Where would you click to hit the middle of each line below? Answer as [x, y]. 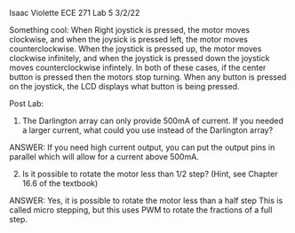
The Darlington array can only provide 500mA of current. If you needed [153, 120]
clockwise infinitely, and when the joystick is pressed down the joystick [140, 58]
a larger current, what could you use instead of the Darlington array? [147, 130]
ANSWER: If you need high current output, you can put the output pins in [142, 147]
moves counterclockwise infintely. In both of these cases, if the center [138, 67]
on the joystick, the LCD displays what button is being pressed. [124, 86]
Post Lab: [27, 104]
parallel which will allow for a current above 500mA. [104, 157]
